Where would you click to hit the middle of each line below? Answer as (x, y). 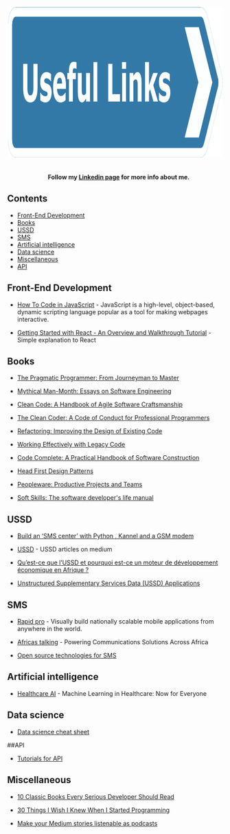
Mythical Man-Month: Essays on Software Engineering (94, 391)
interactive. (33, 319)
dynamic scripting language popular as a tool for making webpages (112, 311)
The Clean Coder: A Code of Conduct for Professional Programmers (113, 418)
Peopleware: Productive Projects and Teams (80, 485)
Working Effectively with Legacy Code (71, 445)
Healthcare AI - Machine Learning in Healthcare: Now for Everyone (112, 693)
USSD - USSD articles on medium (65, 549)
